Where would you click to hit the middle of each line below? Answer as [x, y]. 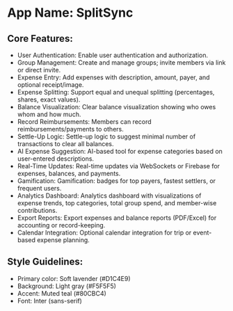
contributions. [37, 210]
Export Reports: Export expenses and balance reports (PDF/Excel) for [117, 218]
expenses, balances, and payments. [69, 173]
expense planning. [64, 240]
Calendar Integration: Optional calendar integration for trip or [104, 232]
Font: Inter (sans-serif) [49, 301]
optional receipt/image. [50, 85]
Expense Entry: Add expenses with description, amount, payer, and [113, 77]
